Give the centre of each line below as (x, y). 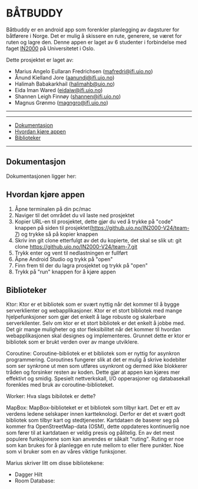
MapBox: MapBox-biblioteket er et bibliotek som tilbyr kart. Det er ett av (93, 407)
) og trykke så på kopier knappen (58, 234)
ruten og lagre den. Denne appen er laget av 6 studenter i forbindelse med (96, 42)
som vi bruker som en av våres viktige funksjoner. (67, 452)
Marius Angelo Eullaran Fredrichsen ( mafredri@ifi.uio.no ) (84, 71)
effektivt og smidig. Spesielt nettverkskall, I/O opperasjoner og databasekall (98, 379)
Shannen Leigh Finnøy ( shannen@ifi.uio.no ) (68, 96)
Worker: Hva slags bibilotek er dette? (51, 396)
